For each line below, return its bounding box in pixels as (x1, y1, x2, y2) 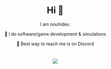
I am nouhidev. (40, 21, 71, 27)
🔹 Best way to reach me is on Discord (16, 40, 94, 47)
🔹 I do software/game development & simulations (4, 31, 106, 37)
